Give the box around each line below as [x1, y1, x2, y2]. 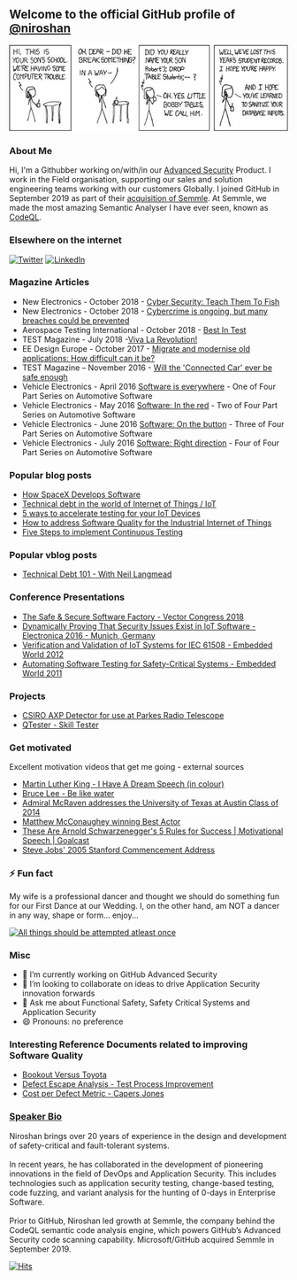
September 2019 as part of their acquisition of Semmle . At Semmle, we [9, 193, 267, 204]
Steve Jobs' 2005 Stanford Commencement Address [21, 845, 215, 856]
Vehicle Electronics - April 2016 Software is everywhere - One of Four [21, 381, 277, 392]
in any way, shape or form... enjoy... [9, 910, 139, 920]
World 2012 [21, 648, 65, 659]
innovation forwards [21, 988, 95, 998]
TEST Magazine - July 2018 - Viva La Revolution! [21, 334, 198, 345]
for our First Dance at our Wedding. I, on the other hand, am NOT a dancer [9, 900, 280, 911]
